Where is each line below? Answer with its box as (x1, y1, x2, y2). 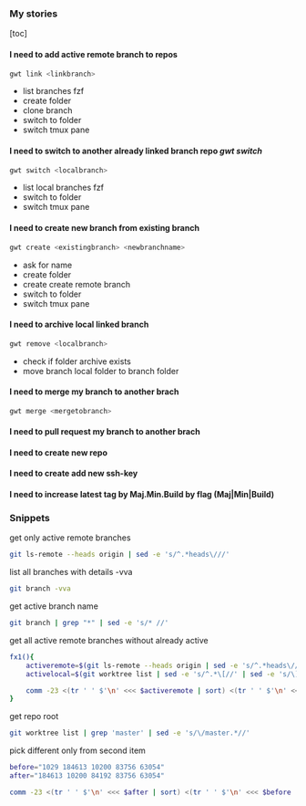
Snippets (9, 511, 50, 524)
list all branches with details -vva (9, 567, 133, 578)
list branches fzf (22, 86, 85, 97)
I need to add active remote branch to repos (9, 48, 178, 59)
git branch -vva (9, 584, 71, 593)
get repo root (9, 711, 59, 722)
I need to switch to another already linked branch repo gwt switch (9, 145, 262, 156)
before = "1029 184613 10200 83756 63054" (9, 763, 166, 772)
